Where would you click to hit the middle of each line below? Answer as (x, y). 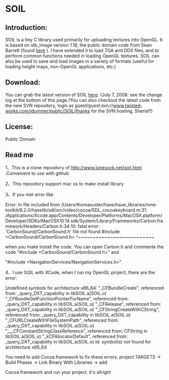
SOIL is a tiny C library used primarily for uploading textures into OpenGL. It (84, 40)
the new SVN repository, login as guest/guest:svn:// (59, 105)
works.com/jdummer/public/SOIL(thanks (48, 111)
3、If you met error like (29, 195)
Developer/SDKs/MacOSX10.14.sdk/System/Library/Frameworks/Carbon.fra (84, 221)
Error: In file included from (33, 205)
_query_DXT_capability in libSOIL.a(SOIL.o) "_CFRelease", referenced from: (83, 304)
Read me (20, 155)
